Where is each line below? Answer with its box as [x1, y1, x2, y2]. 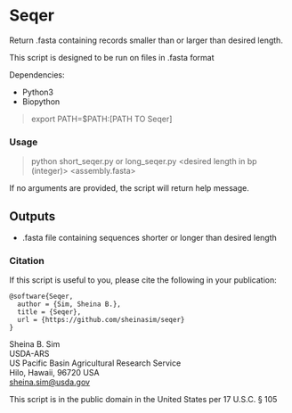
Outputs [9, 209, 56, 224]
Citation [9, 254, 45, 267]
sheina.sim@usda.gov [9, 376, 91, 388]
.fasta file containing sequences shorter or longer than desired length [21, 233, 278, 244]
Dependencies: [9, 69, 65, 80]
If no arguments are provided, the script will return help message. [9, 183, 249, 194]
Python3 [21, 87, 53, 97]
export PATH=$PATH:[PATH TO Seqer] [30, 113, 173, 124]
